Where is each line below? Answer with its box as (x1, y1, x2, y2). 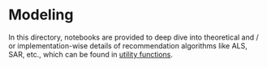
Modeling (8, 6, 74, 24)
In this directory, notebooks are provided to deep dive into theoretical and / (8, 32, 260, 42)
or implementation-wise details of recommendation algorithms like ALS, (8, 40, 248, 50)
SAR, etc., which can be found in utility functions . (8, 49, 173, 59)
